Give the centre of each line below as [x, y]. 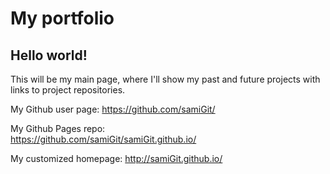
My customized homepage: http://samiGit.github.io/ [116, 158]
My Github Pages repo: [58, 128]
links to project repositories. [68, 90]
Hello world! [49, 55]
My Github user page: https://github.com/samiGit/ [113, 109]
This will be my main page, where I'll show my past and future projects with [165, 79]
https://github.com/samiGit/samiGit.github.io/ [103, 139]
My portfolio [62, 18]
